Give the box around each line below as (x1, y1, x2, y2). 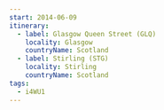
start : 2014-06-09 (9, 12, 77, 22)
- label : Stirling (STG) (17, 54, 109, 63)
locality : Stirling (25, 63, 98, 72)
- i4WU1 (17, 87, 46, 96)
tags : (9, 79, 29, 88)
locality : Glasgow (25, 37, 93, 47)
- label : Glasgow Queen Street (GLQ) (17, 29, 157, 38)
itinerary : (9, 21, 50, 30)
